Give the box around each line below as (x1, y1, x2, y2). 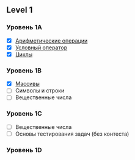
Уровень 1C (6, 110, 43, 118)
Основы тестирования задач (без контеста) (15, 130, 130, 137)
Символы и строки (15, 87, 65, 94)
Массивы (15, 80, 40, 88)
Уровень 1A (6, 23, 43, 32)
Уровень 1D (6, 145, 42, 154)
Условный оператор (15, 44, 68, 51)
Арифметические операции (15, 37, 88, 44)
